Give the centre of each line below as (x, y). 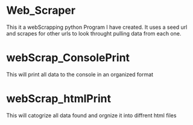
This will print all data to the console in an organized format (80, 74)
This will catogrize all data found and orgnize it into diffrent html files (91, 115)
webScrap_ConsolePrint (68, 58)
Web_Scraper (41, 11)
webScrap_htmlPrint (59, 99)
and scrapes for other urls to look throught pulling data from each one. (94, 33)
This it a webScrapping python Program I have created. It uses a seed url (97, 27)
